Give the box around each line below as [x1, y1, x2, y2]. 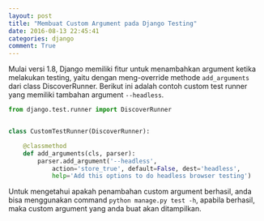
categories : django [8, 34, 75, 43]
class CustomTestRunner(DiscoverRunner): [8, 127, 151, 135]
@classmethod [23, 142, 67, 150]
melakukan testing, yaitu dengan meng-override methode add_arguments [8, 73, 249, 83]
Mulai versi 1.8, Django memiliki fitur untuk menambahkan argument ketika [8, 64, 257, 74]
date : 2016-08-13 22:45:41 [8, 27, 100, 35]
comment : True [8, 42, 57, 50]
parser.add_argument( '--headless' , [37, 157, 158, 165]
